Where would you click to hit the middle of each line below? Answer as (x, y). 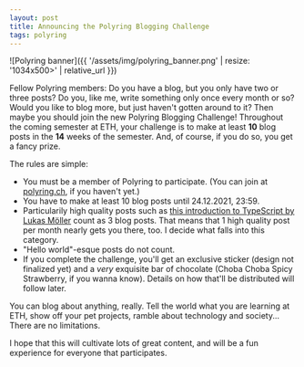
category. (41, 240)
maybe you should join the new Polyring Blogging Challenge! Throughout (147, 117)
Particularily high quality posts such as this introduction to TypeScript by (158, 211)
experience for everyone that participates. (88, 353)
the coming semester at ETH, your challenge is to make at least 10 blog (142, 127)
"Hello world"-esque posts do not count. (99, 250)
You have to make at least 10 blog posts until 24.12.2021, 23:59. (141, 201)
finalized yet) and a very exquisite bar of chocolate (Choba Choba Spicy (157, 269)
